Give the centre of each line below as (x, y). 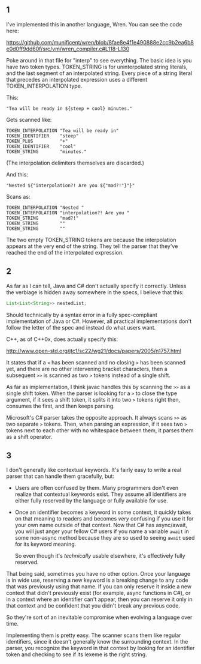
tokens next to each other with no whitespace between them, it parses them (100, 430)
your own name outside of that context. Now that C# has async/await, (101, 525)
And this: (17, 174)
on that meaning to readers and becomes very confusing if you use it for (104, 519)
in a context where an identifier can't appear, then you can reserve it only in (99, 599)
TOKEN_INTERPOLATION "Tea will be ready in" (63, 131)
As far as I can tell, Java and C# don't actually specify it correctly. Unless (96, 286)
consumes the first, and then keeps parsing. (60, 406)
